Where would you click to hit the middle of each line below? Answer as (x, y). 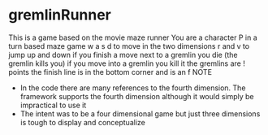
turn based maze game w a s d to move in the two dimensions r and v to (129, 46)
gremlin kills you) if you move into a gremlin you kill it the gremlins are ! (127, 63)
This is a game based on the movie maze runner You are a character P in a (133, 37)
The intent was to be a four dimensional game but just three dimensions (140, 113)
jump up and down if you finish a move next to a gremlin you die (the (123, 54)
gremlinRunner (60, 15)
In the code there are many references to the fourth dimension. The (133, 88)
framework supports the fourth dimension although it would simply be (137, 96)
